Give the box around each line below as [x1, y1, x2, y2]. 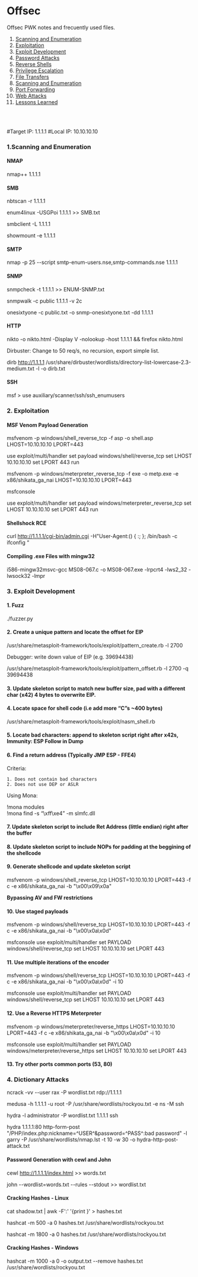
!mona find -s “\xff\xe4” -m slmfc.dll [7, 810, 95, 817]
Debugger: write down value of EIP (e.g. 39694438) [7, 653, 134, 660]
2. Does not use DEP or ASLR [7, 781, 79, 787]
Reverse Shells [15, 61, 52, 68]
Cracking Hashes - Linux [7, 1194, 69, 1201]
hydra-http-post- [136, 1136, 178, 1143]
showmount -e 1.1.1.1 [7, 232, 56, 239]
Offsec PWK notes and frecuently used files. [7, 24, 115, 31]
